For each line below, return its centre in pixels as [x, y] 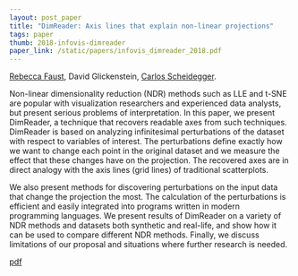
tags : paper [31, 34]
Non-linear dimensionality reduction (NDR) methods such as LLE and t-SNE [149, 94]
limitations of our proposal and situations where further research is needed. [149, 245]
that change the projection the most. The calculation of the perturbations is [148, 197]
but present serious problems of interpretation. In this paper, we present [142, 113]
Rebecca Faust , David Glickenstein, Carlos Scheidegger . [113, 76]
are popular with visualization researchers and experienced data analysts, [145, 103]
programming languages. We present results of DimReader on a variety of [145, 216]
